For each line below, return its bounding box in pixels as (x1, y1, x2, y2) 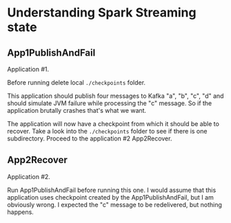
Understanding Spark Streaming (7, 5, 197, 21)
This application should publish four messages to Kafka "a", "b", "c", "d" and (7, 92, 224, 100)
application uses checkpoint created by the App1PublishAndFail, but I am (7, 193, 214, 201)
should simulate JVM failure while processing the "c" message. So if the (7, 99, 212, 107)
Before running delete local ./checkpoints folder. (7, 78, 146, 87)
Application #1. (7, 65, 50, 73)
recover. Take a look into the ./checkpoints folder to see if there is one (7, 127, 208, 135)
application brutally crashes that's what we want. (7, 107, 147, 114)
